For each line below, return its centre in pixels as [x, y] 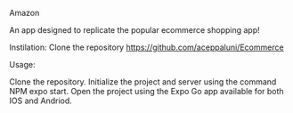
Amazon [24, 13]
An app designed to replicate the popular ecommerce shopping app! [134, 30]
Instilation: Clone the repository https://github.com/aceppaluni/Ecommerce [146, 47]
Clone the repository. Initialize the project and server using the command [143, 82]
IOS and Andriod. [41, 101]
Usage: [22, 65]
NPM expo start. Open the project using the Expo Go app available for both [146, 91]
